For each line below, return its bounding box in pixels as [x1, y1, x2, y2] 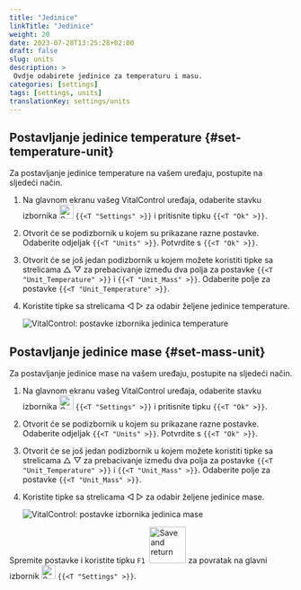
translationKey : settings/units [9, 96, 130, 106]
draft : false [9, 47, 58, 56]
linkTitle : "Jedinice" [9, 22, 94, 31]
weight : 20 [9, 30, 50, 39]
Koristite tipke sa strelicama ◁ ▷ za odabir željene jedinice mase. [22, 491, 265, 502]
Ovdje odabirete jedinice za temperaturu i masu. [13, 72, 203, 81]
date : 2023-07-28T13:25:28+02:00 [9, 38, 135, 48]
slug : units [9, 55, 54, 64]
